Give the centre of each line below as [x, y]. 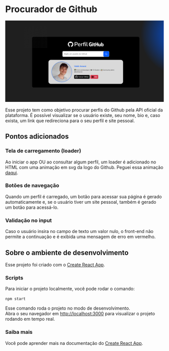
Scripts [14, 277]
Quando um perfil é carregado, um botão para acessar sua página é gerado [83, 196]
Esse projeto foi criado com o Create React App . [55, 265]
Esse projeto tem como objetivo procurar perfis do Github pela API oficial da [84, 110]
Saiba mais [19, 332]
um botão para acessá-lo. [32, 207]
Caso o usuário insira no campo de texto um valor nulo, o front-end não [79, 231]
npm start [16, 299]
